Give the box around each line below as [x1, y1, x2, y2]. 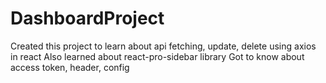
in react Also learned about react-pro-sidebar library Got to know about [10, 50, 305, 62]
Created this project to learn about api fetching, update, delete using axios [10, 40, 317, 52]
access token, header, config [10, 61, 130, 73]
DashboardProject [10, 7, 165, 30]
